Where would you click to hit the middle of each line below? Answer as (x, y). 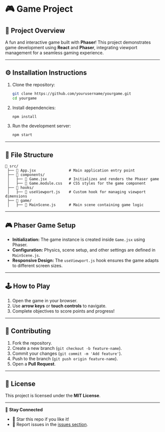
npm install (24, 116)
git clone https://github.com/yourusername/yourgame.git (72, 93)
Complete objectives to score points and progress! (63, 311)
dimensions (16, 197)
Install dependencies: (34, 108)
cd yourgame (24, 98)
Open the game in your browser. (45, 300)
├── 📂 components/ (26, 175)
